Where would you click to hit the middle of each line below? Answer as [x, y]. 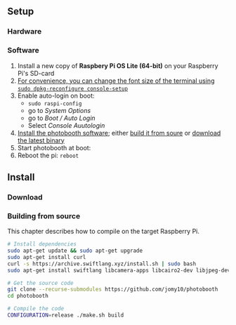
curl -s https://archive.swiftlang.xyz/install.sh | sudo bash [102, 264]
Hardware [25, 32]
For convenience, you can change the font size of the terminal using [116, 81]
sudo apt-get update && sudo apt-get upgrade [75, 251]
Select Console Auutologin [66, 125]
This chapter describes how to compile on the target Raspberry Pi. [104, 232]
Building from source [44, 215]
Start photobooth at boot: [54, 147]
